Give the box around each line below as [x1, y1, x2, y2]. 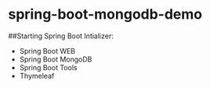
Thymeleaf [19, 71, 55, 80]
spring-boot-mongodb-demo [8, 5, 203, 23]
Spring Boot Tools [19, 62, 78, 72]
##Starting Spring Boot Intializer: [8, 31, 114, 40]
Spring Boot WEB [19, 46, 76, 55]
